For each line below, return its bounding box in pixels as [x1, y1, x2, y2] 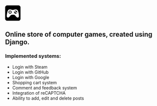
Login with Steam [12, 64, 48, 70]
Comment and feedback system [12, 84, 77, 91]
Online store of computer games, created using [5, 30, 153, 39]
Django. [5, 38, 30, 47]
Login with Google [12, 74, 50, 80]
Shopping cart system [12, 79, 57, 85]
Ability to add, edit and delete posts [12, 95, 84, 101]
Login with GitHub [12, 69, 49, 75]
